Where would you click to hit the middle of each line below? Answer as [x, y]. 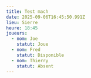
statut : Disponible [41, 55]
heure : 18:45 [22, 28]
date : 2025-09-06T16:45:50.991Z [45, 17]
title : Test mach [27, 11]
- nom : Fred [26, 50]
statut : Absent [35, 66]
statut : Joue [33, 45]
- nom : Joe [25, 39]
